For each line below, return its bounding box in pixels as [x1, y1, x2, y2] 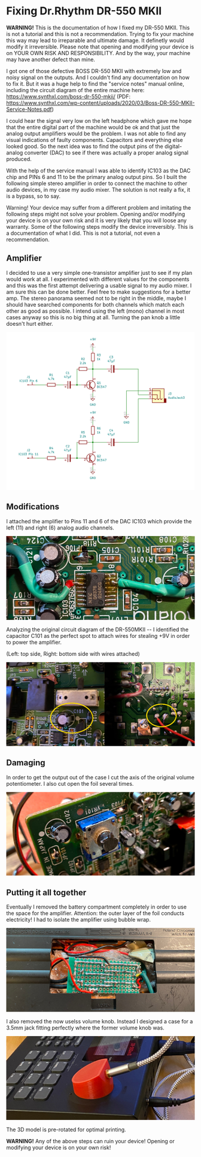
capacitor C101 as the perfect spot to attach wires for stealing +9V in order [6, 632, 190, 639]
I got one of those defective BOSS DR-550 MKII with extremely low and [6, 67, 182, 74]
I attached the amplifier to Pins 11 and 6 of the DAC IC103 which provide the [6, 517, 192, 525]
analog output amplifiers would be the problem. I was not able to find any [6, 130, 187, 137]
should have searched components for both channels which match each [6, 301, 184, 308]
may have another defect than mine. [6, 56, 96, 63]
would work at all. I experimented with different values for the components [6, 275, 190, 283]
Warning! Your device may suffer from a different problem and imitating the [6, 204, 191, 211]
